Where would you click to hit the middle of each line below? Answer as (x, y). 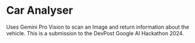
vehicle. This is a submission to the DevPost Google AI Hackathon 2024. (95, 33)
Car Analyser (40, 10)
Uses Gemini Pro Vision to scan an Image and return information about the (98, 27)
